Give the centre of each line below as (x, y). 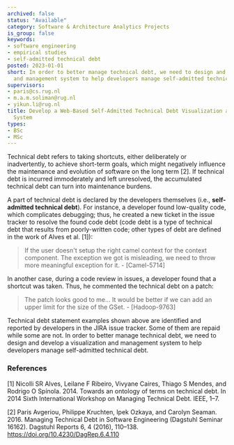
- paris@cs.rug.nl (34, 91)
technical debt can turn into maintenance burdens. (80, 186)
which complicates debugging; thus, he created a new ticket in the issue (111, 215)
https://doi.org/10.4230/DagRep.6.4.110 (63, 434)
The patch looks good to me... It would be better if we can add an (118, 300)
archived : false (31, 14)
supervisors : (26, 85)
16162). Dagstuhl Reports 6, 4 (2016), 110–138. (73, 427)
